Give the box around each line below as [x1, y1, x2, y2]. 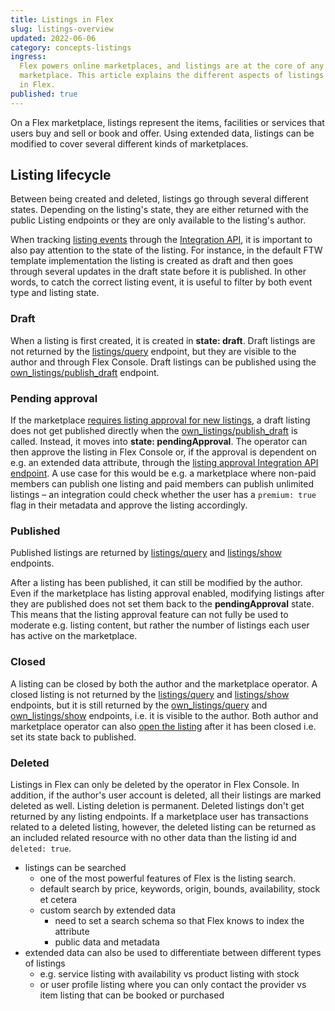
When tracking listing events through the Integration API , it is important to [10, 234, 313, 246]
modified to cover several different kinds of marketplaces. [10, 137, 249, 150]
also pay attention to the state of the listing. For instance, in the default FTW [10, 244, 323, 256]
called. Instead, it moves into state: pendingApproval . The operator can [10, 436, 308, 448]
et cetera [39, 893, 78, 905]
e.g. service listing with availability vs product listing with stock [39, 967, 300, 980]
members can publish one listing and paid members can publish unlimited [10, 478, 315, 490]
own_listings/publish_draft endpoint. [10, 366, 160, 378]
